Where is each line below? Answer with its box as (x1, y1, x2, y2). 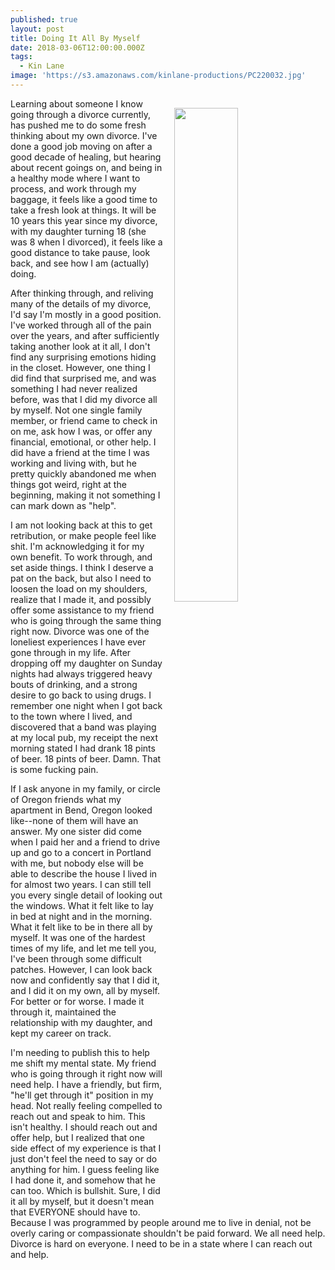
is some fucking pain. (10, 763, 99, 775)
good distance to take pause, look (10, 246, 151, 258)
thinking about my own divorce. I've (10, 129, 158, 141)
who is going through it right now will (10, 1067, 163, 1080)
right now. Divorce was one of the (10, 625, 150, 637)
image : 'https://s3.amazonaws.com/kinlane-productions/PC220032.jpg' (10, 71, 307, 81)
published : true (10, 14, 78, 25)
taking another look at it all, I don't (10, 340, 151, 352)
